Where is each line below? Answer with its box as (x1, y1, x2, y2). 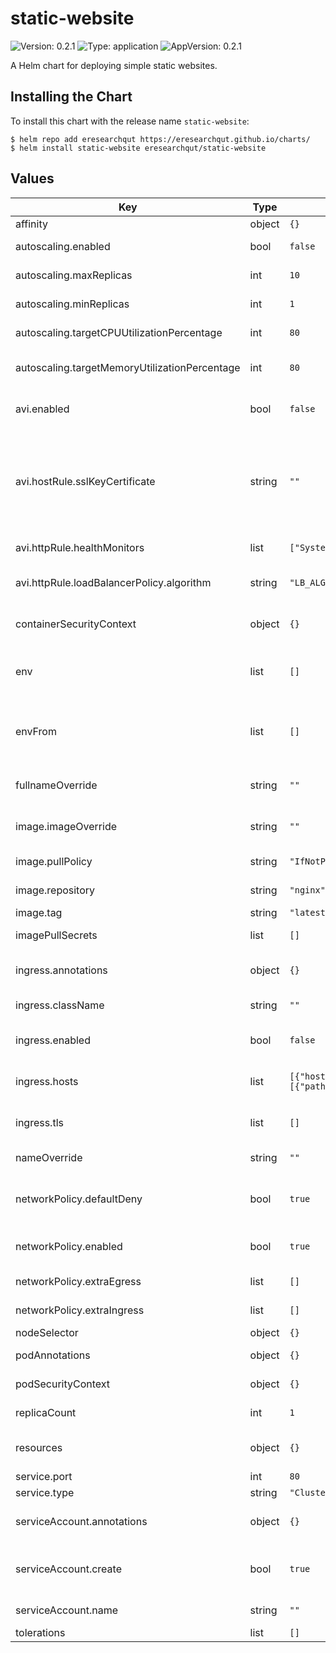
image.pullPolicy (15, 854, 93, 868)
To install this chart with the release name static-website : (10, 115, 250, 127)
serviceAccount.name (15, 1603, 118, 1617)
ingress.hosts (15, 1074, 79, 1088)
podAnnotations (15, 1348, 91, 1362)
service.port (15, 1469, 73, 1483)
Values (10, 170, 55, 187)
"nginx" (289, 884, 326, 896)
